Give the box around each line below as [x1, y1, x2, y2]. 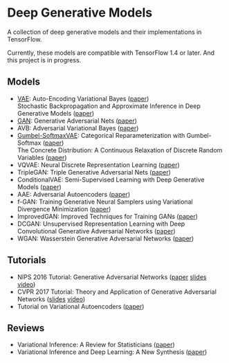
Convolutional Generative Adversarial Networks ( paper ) [17, 227, 176, 235]
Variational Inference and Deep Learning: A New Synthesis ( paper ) [17, 348, 208, 356]
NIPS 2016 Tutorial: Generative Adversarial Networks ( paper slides [17, 272, 207, 281]
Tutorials [7, 254, 46, 266]
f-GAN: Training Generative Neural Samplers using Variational [17, 197, 193, 206]
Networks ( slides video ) [17, 294, 86, 303]
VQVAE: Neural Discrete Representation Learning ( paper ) [17, 161, 180, 169]
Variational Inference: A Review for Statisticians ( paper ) [17, 341, 175, 349]
